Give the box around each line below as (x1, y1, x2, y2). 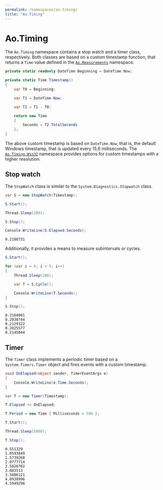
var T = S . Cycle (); (14, 282, 54, 287)
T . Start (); (5, 420, 27, 425)
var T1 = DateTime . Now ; (14, 96, 63, 100)
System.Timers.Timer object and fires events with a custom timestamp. (5, 362, 147, 367)
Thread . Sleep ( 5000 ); (5, 429, 47, 434)
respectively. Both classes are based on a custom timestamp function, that (5, 54, 156, 60)
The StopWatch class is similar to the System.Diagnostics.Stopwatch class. (5, 183, 153, 189)
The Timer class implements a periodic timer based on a (5, 356, 118, 363)
